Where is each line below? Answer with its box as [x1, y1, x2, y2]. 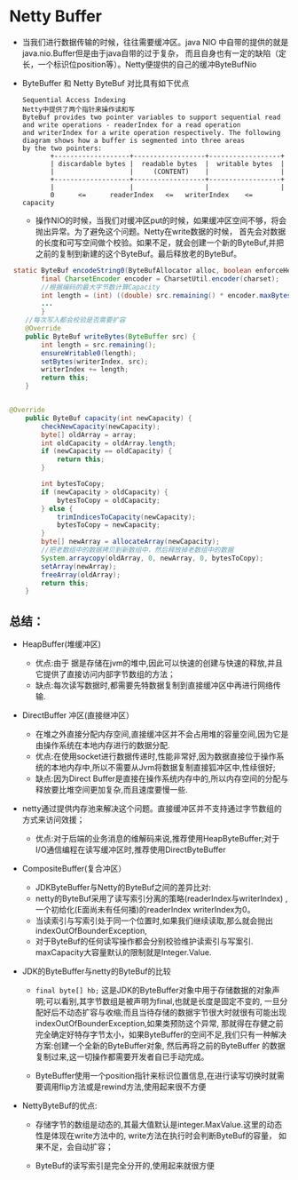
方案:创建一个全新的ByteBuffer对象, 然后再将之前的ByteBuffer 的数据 [35, 1040, 286, 1051]
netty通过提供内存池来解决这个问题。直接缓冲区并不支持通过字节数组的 [21, 803, 282, 814]
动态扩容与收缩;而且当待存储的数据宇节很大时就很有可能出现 [66, 1007, 286, 1018]
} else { [41, 504, 74, 513]
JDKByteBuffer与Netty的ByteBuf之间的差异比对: [35, 882, 211, 893]
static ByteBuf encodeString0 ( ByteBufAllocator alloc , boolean [12, 266, 252, 275]
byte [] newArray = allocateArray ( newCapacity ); [41, 538, 220, 546]
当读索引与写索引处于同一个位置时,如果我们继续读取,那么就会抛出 [35, 915, 273, 926]
